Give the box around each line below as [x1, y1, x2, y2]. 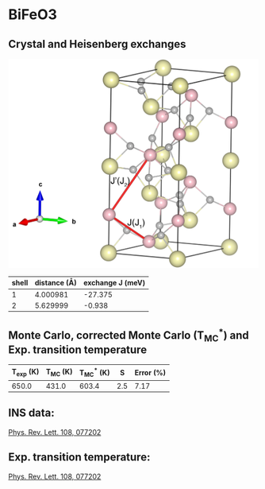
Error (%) [134, 368, 167, 378]
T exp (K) [11, 367, 40, 378]
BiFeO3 [8, 6, 58, 24]
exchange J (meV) [83, 278, 145, 288]
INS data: [8, 406, 56, 420]
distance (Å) [34, 278, 77, 288]
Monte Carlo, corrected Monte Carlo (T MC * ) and [8, 326, 250, 343]
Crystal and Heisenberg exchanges [8, 37, 186, 51]
